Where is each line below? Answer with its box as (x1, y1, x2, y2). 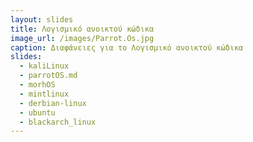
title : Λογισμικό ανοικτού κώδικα (10, 24, 155, 34)
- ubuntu (19, 107, 56, 118)
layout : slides (10, 14, 74, 25)
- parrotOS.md (19, 71, 78, 81)
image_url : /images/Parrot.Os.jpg (10, 33, 155, 43)
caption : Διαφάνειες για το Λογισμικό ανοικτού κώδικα (10, 42, 244, 53)
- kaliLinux (19, 61, 70, 71)
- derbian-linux (19, 98, 87, 108)
